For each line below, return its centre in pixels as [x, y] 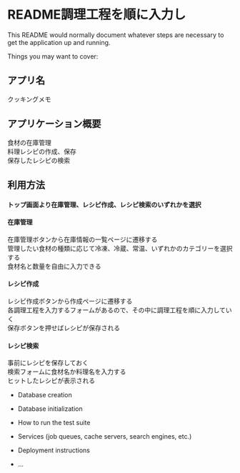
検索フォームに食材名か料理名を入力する [67, 372]
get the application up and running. [59, 42]
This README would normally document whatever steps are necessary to [116, 35]
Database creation [45, 395]
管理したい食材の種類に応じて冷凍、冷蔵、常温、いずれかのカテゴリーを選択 [120, 248]
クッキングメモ [29, 99]
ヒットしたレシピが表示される [51, 381]
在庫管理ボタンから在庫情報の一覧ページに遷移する [82, 239]
